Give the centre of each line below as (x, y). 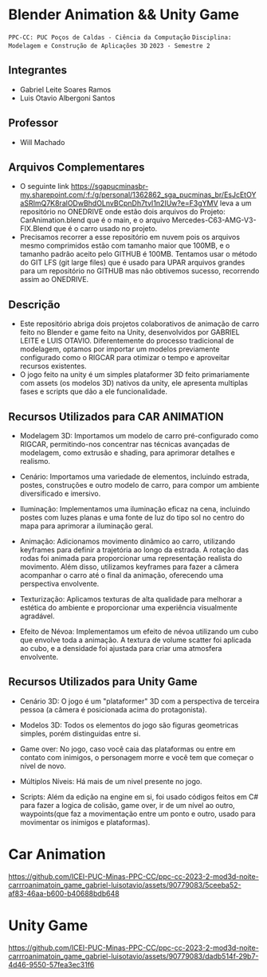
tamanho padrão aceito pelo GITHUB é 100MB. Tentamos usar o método (138, 254)
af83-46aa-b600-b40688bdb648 (64, 893)
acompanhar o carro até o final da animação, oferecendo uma (122, 575)
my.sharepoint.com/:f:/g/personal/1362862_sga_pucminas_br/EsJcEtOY (138, 195)
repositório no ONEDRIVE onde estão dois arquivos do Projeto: (122, 212)
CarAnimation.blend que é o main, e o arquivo (95, 220)
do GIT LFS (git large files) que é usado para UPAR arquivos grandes (132, 263)
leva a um (236, 203)
